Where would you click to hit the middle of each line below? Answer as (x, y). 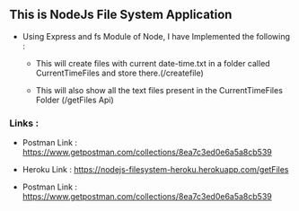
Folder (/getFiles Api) (75, 100)
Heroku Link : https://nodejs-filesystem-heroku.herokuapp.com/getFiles (155, 170)
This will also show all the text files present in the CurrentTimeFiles (159, 90)
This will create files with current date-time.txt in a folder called (153, 63)
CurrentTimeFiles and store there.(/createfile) (119, 73)
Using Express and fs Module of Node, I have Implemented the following (156, 36)
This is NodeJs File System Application (121, 15)
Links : (24, 123)
